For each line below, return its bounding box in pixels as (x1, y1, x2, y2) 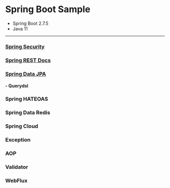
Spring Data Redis (5, 109, 51, 116)
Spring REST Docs (5, 57, 51, 64)
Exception (5, 136, 31, 143)
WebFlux (5, 177, 28, 184)
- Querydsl (5, 83, 29, 89)
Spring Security (5, 43, 45, 50)
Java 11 (12, 25, 28, 31)
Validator (5, 163, 28, 170)
